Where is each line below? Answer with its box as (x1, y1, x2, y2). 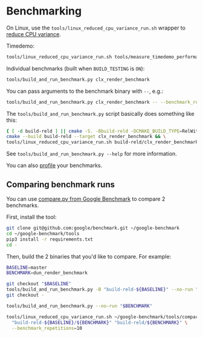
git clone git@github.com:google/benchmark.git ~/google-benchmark (6, 225, 180, 231)
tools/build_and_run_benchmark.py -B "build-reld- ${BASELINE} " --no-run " (6, 286, 199, 293)
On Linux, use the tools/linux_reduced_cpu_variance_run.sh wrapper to (6, 24, 186, 31)
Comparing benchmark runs (6, 179, 115, 189)
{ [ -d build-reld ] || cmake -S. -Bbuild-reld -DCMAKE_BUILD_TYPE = (6, 128, 182, 134)
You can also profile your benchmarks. (6, 162, 103, 169)
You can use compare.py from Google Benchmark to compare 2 (6, 195, 166, 203)
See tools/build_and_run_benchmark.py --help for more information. (6, 150, 177, 157)
